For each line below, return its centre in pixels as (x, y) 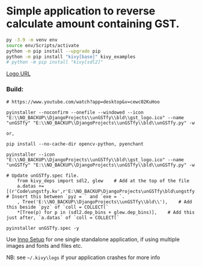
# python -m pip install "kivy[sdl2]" (55, 62)
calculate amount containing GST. (93, 24)
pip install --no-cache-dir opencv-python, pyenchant (75, 144)
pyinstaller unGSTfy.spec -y (43, 228)
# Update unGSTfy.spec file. (43, 176)
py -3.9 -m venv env (32, 40)
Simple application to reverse (81, 11)
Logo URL (19, 74)
